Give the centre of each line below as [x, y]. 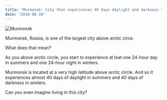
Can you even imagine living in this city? [46, 92]
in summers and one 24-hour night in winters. [52, 62]
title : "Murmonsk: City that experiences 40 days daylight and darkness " [84, 10]
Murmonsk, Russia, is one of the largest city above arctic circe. [70, 38]
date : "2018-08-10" [25, 14]
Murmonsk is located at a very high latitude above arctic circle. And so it [79, 72]
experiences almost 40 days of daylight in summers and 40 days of [74, 77]
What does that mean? [28, 48]
